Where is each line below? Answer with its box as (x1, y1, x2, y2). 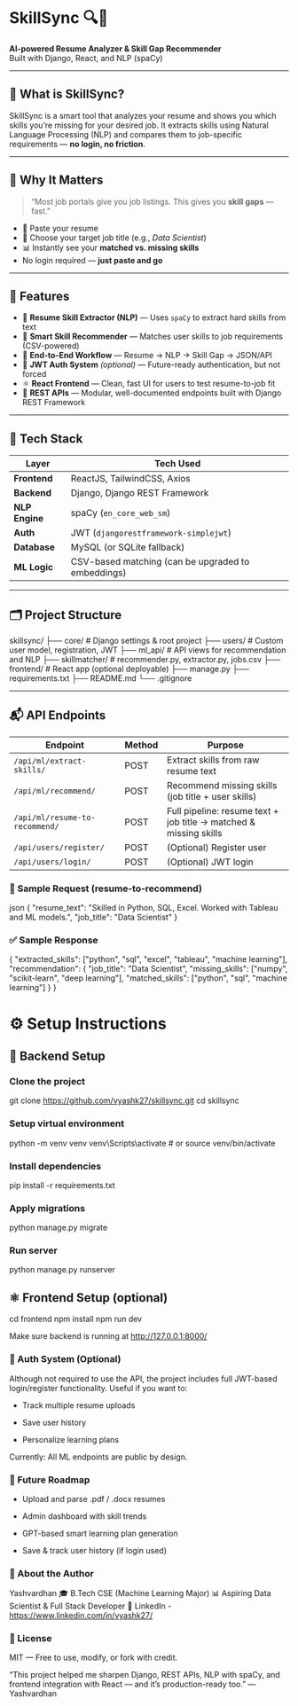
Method (124, 739, 159, 751)
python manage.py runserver (9, 1264, 115, 1275)
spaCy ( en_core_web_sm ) (70, 507, 171, 520)
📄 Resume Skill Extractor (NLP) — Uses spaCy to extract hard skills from (21, 312, 286, 323)
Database (13, 541, 56, 553)
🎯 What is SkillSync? (9, 87, 125, 102)
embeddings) (70, 567, 127, 579)
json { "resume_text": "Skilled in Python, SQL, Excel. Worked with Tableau (9, 903, 278, 913)
